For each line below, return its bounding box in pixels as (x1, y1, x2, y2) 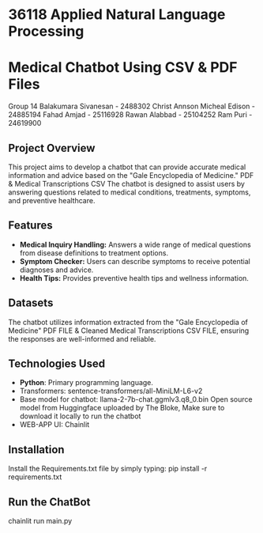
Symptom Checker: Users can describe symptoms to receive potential (19, 256, 250, 266)
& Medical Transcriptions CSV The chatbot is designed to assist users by (8, 179, 245, 188)
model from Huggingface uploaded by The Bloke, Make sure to (19, 403, 225, 413)
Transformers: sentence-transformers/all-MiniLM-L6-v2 (19, 386, 203, 396)
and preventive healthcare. (8, 195, 96, 205)
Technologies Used (8, 357, 105, 370)
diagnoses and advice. (19, 265, 94, 274)
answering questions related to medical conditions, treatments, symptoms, (8, 187, 251, 197)
